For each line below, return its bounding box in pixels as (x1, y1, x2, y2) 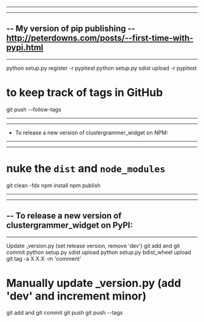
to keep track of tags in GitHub (6, 86, 163, 99)
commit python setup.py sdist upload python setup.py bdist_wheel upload (6, 248, 191, 256)
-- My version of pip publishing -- (6, 24, 135, 34)
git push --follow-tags (6, 106, 62, 113)
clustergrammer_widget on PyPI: (6, 220, 133, 231)
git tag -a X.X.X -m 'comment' (6, 255, 82, 262)
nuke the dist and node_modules (6, 162, 166, 175)
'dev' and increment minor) (6, 289, 147, 303)
